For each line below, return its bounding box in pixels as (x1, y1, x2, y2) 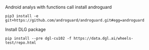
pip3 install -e (5, 14, 38, 19)
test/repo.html (5, 40, 37, 45)
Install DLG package (5, 26, 46, 32)
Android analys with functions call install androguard (5, 4, 112, 10)
